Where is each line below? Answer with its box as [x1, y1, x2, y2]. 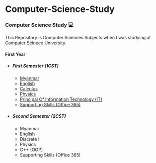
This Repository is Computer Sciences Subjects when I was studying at [5, 35, 151, 41]
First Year [5, 51, 26, 58]
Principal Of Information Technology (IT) [19, 96, 103, 102]
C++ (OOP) [19, 147, 43, 153]
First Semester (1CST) [12, 63, 59, 69]
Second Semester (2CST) [12, 113, 66, 119]
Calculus [19, 86, 38, 92]
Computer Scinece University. [5, 40, 67, 46]
